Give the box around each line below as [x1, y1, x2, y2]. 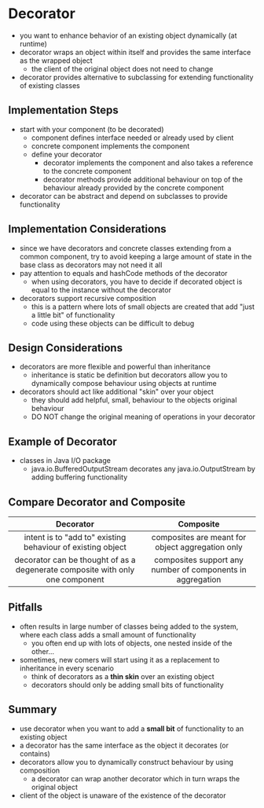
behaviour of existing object [23, 542, 127, 553]
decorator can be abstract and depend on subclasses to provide [19, 191, 228, 200]
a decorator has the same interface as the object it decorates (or [19, 740, 229, 750]
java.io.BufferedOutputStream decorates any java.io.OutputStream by [31, 465, 255, 474]
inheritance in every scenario [19, 663, 114, 673]
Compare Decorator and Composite [8, 495, 186, 509]
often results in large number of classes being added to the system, [19, 622, 239, 631]
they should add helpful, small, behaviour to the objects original [31, 395, 237, 405]
